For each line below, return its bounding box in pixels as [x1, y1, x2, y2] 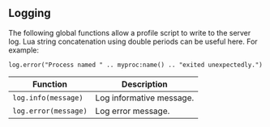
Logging [8, 6, 51, 20]
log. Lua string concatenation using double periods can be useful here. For [8, 36, 258, 46]
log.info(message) [12, 93, 84, 102]
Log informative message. [95, 92, 195, 104]
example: [8, 44, 39, 55]
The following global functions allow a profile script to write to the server [8, 28, 251, 37]
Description [121, 78, 168, 90]
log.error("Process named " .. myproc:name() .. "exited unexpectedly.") [8, 61, 264, 69]
